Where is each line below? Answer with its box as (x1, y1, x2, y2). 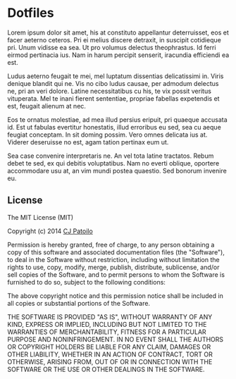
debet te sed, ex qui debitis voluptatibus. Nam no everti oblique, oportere (7, 159, 220, 167)
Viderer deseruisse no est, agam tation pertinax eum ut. (7, 137, 169, 146)
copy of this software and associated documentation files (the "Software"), (7, 248, 225, 256)
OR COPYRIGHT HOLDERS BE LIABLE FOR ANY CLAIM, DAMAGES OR (7, 342, 211, 351)
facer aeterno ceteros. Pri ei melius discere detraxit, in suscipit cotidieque (7, 35, 222, 44)
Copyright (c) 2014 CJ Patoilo (7, 227, 93, 235)
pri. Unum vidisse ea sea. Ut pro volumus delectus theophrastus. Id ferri (7, 43, 216, 51)
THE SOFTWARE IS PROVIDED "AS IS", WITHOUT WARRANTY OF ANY (7, 312, 213, 321)
